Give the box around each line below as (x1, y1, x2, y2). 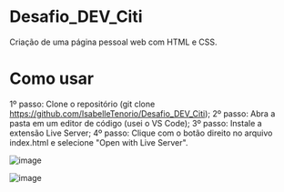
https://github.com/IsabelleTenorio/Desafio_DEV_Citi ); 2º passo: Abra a (9, 107, 276, 119)
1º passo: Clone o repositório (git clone (9, 98, 156, 109)
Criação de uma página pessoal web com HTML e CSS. (9, 36, 218, 47)
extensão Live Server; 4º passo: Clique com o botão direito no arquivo (9, 127, 273, 138)
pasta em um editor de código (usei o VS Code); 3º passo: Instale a (9, 117, 262, 128)
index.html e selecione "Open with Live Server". (9, 136, 188, 147)
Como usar (9, 68, 95, 89)
